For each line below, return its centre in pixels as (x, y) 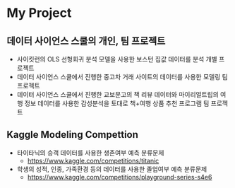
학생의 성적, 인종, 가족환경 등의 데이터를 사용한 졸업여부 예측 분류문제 (112, 169)
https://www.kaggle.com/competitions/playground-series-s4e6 (120, 177)
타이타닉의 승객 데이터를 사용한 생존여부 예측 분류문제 (90, 153)
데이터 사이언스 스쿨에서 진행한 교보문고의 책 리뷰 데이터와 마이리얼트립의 (118, 94)
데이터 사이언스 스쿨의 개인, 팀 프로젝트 (86, 41)
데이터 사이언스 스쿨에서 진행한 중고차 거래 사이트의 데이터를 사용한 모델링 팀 (122, 77)
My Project (39, 13)
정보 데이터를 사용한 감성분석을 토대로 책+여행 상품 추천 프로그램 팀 (117, 103)
